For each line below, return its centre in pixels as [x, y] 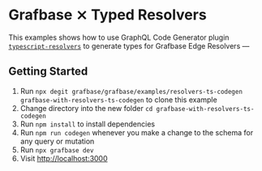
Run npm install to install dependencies [88, 124]
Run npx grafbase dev [57, 150]
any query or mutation [57, 141]
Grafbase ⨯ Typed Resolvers [107, 15]
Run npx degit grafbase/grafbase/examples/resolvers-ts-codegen [131, 91]
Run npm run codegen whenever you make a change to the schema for [137, 132]
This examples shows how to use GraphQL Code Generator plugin [119, 37]
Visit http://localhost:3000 [64, 158]
